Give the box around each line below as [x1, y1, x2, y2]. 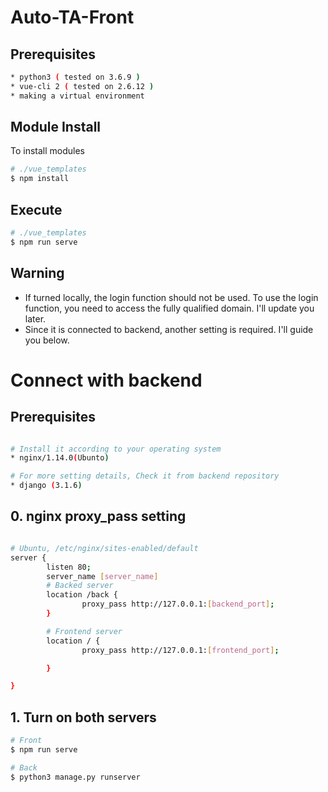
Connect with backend [10, 369, 203, 391]
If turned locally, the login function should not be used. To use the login [24, 291, 319, 303]
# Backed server [46, 581, 114, 591]
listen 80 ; [46, 562, 92, 572]
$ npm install [10, 174, 70, 184]
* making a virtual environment [10, 91, 145, 101]
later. [24, 312, 47, 325]
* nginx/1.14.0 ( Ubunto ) [10, 453, 110, 463]
